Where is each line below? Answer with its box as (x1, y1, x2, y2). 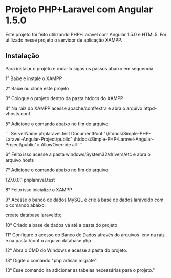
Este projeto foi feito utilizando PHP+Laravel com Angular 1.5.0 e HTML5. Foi (5, 31, 166, 37)
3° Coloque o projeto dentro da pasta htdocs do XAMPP (5, 95, 124, 101)
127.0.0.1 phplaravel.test (5, 176, 55, 183)
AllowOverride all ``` (40, 141, 83, 147)
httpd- (143, 105, 157, 111)
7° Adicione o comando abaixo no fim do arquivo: (5, 167, 110, 173)
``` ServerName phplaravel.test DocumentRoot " (5, 130, 106, 136)
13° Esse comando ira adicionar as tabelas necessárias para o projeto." (5, 267, 155, 273)
